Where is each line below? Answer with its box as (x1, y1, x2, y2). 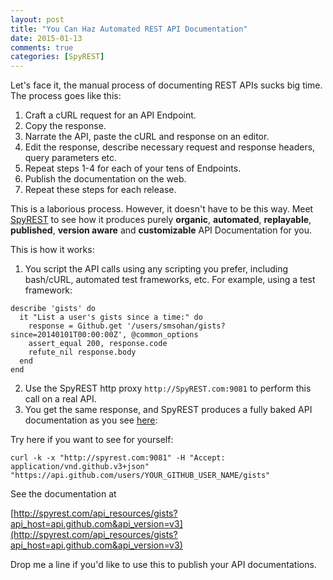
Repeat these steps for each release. (24, 184, 177, 196)
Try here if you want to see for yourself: (10, 434, 174, 446)
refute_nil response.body (28, 347, 137, 358)
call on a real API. (24, 393, 97, 405)
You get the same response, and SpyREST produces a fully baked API (24, 404, 313, 416)
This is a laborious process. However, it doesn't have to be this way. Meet (10, 203, 314, 215)
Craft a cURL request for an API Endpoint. (24, 109, 197, 121)
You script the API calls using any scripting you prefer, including (24, 263, 289, 275)
